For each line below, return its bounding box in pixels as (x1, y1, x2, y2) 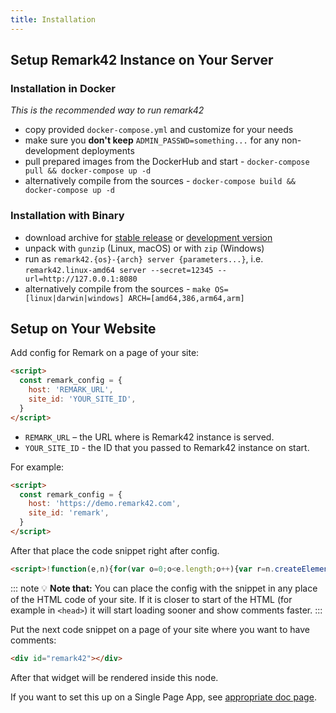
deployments (81, 145, 135, 157)
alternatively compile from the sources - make (24, 282, 211, 295)
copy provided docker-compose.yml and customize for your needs (24, 124, 294, 136)
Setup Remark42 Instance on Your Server (10, 52, 274, 69)
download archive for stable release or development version (24, 231, 273, 243)
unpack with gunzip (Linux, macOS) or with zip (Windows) (24, 242, 265, 254)
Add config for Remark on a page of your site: (10, 347, 200, 359)
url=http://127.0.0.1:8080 (24, 274, 138, 284)
